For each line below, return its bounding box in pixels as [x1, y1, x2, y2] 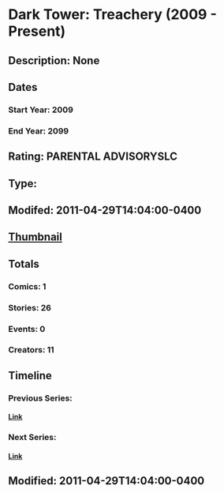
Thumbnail [8, 231, 63, 244]
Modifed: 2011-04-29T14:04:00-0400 [8, 203, 202, 216]
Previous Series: [8, 393, 73, 404]
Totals [8, 257, 39, 270]
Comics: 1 [8, 280, 47, 292]
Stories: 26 [8, 302, 51, 313]
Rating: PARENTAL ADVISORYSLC [8, 150, 177, 164]
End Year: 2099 [8, 125, 69, 136]
